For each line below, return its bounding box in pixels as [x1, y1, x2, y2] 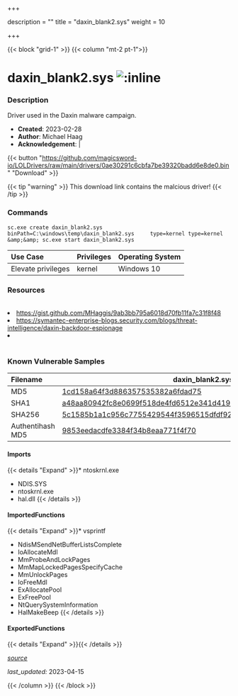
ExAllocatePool [17, 585, 62, 594]
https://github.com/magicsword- [42, 154, 137, 162]
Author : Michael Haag [17, 133, 83, 141]
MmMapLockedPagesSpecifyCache [17, 563, 123, 571]
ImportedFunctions [7, 511, 65, 520]
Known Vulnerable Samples [7, 357, 105, 366]
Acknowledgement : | [17, 140, 81, 149]
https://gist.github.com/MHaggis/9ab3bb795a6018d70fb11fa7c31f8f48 [16, 309, 222, 318]
